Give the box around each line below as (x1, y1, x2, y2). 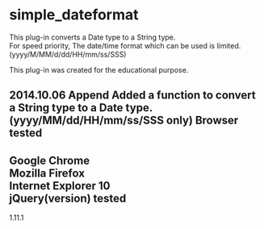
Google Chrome (9, 153, 90, 167)
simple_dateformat (9, 6, 140, 24)
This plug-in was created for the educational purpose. (9, 65, 189, 74)
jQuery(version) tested (9, 191, 127, 205)
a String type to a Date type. (9, 101, 153, 114)
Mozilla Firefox (9, 166, 86, 180)
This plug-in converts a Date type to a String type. (9, 32, 176, 42)
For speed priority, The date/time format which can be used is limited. (9, 40, 241, 50)
